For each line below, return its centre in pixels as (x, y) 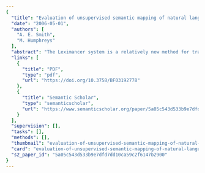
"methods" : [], (31, 138)
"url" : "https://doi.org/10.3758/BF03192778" (81, 80)
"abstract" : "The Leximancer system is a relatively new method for (100, 52)
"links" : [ (25, 58)
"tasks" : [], (28, 132)
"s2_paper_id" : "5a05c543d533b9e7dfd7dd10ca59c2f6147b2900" (89, 155)
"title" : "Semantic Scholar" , (60, 98)
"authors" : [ (28, 29)
